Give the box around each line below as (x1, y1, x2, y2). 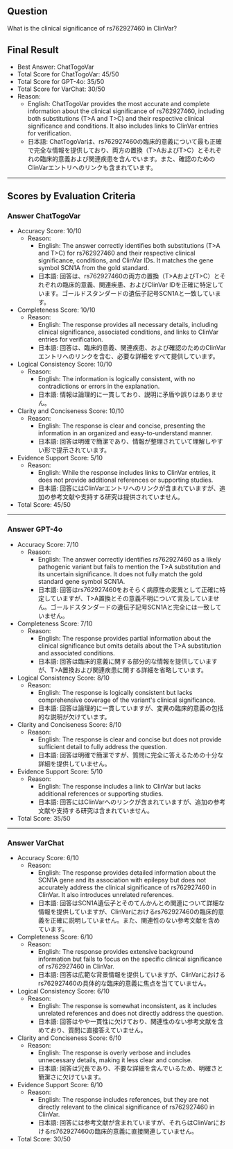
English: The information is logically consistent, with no (37, 375, 196, 383)
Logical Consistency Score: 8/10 (17, 673, 110, 682)
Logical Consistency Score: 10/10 (17, 360, 112, 369)
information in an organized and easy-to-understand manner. (37, 429, 213, 437)
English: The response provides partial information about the (37, 634, 212, 642)
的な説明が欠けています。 (37, 712, 111, 721)
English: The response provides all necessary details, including (37, 321, 218, 329)
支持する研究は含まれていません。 (56, 806, 154, 814)
